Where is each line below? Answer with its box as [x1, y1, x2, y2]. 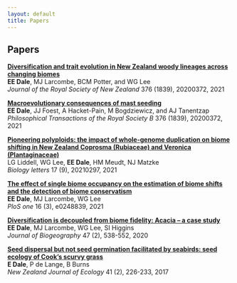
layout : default [7, 10, 56, 18]
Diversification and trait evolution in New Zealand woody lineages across [7, 62, 228, 71]
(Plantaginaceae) [7, 150, 60, 159]
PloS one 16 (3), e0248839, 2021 [7, 202, 104, 211]
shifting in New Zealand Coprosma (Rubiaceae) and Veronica [7, 143, 191, 152]
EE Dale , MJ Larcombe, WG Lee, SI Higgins [7, 224, 135, 232]
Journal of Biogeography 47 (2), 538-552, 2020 [7, 231, 149, 240]
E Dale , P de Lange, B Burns [7, 260, 90, 269]
